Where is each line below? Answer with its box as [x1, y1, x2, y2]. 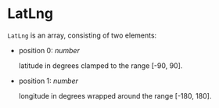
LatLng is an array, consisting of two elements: [7, 31, 157, 40]
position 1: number [18, 76, 79, 85]
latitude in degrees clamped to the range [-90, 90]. [18, 60, 183, 70]
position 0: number [18, 45, 80, 55]
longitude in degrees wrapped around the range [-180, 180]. [18, 91, 212, 100]
